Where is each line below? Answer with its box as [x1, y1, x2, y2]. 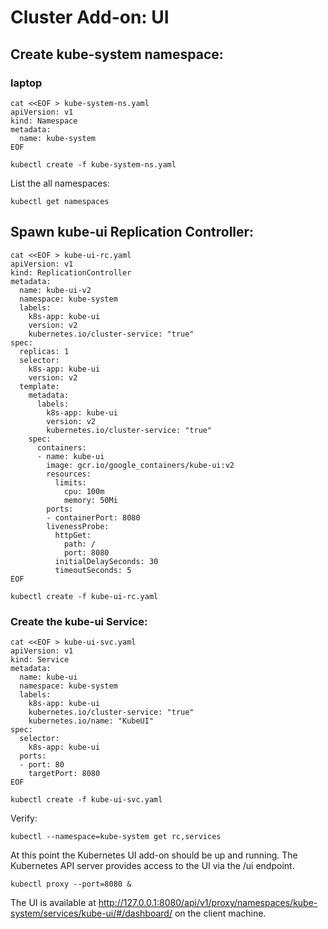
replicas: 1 [19, 346, 70, 356]
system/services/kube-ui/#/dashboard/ [10, 907, 173, 919]
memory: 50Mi [63, 495, 118, 505]
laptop [10, 76, 43, 90]
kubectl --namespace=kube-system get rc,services [10, 831, 222, 841]
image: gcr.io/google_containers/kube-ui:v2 [46, 460, 235, 470]
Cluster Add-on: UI [10, 6, 170, 29]
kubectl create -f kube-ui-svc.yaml [10, 794, 163, 805]
